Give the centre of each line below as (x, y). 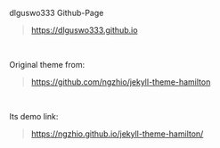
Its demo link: (34, 116)
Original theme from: (47, 65)
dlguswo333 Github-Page (57, 13)
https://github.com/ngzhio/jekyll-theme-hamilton (121, 82)
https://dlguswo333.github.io (84, 30)
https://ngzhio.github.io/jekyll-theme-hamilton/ (117, 134)
